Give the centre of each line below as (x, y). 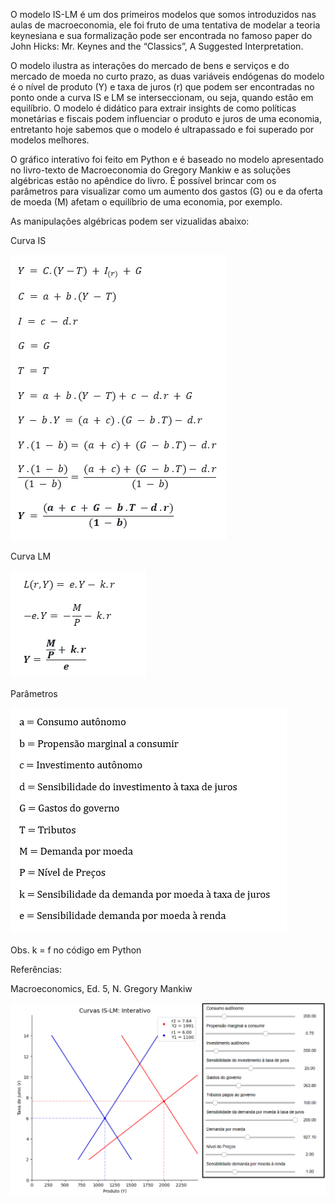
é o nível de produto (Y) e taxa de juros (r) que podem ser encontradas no (162, 87)
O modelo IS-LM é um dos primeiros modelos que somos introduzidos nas (163, 14)
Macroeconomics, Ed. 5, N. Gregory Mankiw (101, 988)
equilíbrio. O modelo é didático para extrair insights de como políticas (153, 108)
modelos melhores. (50, 140)
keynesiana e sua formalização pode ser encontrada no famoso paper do (161, 35)
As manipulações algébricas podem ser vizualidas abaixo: (130, 221)
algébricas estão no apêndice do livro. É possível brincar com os (143, 180)
